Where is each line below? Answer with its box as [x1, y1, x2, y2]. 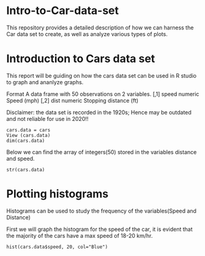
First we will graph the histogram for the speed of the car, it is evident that [6, 225, 193, 233]
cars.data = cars [6, 126, 51, 133]
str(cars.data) [6, 166, 45, 173]
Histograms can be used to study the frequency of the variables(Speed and [6, 207, 197, 214]
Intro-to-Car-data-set [6, 4, 119, 18]
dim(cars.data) [6, 137, 45, 144]
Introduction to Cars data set [6, 52, 155, 66]
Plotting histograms [6, 187, 109, 201]
